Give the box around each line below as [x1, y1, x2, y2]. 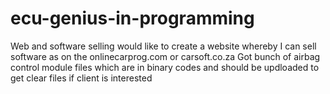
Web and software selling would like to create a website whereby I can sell [10, 40, 317, 52]
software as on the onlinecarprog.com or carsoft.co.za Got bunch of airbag [10, 50, 321, 62]
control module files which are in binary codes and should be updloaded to [10, 61, 320, 73]
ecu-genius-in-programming [10, 7, 255, 30]
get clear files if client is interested [10, 72, 153, 84]
